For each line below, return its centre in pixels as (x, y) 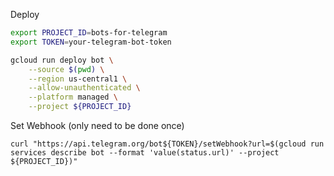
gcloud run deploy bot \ (62, 60)
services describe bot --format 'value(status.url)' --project (145, 153)
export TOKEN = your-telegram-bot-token (91, 42)
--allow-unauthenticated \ (84, 88)
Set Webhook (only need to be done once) (97, 125)
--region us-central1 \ (78, 79)
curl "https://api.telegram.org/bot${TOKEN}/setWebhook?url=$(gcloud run (167, 144)
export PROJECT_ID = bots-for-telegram (89, 33)
